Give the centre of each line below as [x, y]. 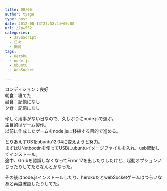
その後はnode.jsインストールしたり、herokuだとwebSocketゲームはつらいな [84, 177]
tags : [11, 51]
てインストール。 [23, 154]
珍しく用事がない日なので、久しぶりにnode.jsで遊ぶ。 [61, 118]
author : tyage [20, 14]
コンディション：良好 [27, 89]
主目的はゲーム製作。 [27, 125]
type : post [16, 19]
